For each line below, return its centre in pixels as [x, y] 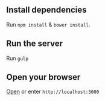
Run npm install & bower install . [48, 24]
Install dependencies [46, 10]
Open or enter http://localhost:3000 [53, 92]
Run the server [35, 44]
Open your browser [43, 77]
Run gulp [17, 58]
